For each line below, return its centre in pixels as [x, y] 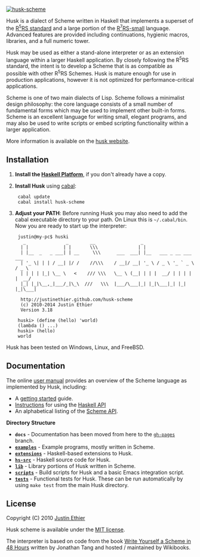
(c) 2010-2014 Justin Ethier [57, 305]
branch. [24, 440]
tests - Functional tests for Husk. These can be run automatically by [99, 479]
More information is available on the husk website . [68, 141]
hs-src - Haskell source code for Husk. [63, 460]
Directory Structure [31, 423]
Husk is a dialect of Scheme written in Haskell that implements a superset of [100, 21]
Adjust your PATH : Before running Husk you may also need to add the [101, 213]
